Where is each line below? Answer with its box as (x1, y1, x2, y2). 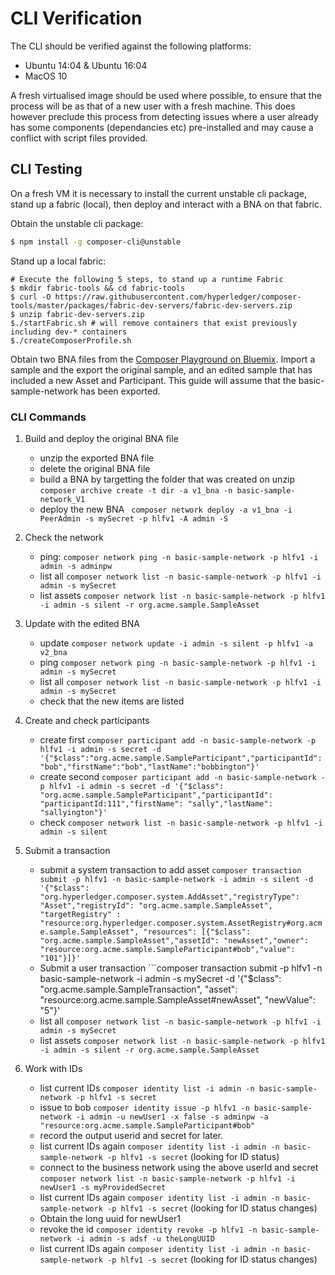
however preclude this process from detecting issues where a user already (10, 110, 319, 122)
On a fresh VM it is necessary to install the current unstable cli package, (10, 187, 307, 199)
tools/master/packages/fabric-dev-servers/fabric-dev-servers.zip (10, 300, 293, 311)
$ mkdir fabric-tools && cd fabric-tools (10, 283, 186, 293)
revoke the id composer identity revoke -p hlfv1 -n (39, 1223, 258, 1235)
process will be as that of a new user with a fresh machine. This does (10, 100, 296, 112)
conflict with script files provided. (10, 132, 148, 144)
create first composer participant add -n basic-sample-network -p (39, 733, 317, 746)
